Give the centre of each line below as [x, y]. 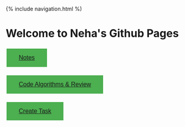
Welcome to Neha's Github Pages [92, 34]
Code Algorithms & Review [55, 84]
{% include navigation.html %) [44, 9]
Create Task [35, 111]
